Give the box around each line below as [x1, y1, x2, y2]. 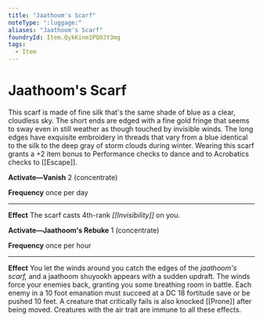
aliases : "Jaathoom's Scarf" [8, 26, 103, 34]
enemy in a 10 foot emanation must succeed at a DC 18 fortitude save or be [8, 288, 250, 298]
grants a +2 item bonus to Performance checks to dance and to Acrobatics [8, 149, 249, 158]
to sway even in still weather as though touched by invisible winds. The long [8, 124, 254, 133]
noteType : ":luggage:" [8, 19, 82, 27]
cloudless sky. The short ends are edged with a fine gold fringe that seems [8, 115, 250, 125]
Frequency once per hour [8, 241, 92, 250]
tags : [8, 41, 26, 49]
